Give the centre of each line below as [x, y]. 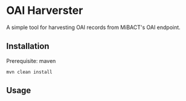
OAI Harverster [45, 11]
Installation [28, 46]
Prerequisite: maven [31, 60]
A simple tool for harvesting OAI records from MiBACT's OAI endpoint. [94, 27]
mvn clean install [29, 72]
